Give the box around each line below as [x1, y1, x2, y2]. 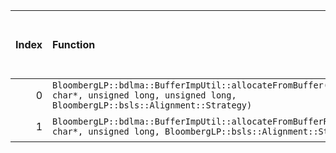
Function [52, 38, 96, 51]
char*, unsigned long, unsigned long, [52, 90, 237, 101]
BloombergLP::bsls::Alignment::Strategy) [52, 100, 253, 111]
